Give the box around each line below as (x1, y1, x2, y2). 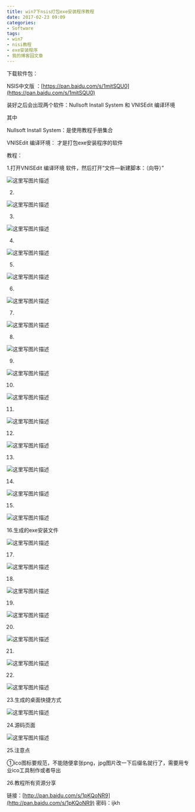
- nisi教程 (7, 42, 32, 48)
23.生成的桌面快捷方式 (7, 696, 62, 703)
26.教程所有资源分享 (7, 779, 56, 786)
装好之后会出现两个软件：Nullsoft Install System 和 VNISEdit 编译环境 (7, 101, 175, 108)
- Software (7, 25, 34, 31)
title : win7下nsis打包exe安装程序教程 (7, 8, 94, 15)
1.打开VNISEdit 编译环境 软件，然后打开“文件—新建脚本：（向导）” (7, 164, 164, 171)
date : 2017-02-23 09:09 (7, 14, 66, 20)
